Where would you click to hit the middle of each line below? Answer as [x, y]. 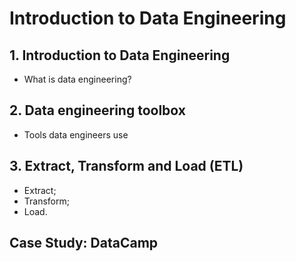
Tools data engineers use [76, 134]
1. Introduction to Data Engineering [120, 55]
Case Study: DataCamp [84, 243]
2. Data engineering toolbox [97, 110]
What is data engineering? [77, 79]
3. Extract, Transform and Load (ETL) [126, 166]
